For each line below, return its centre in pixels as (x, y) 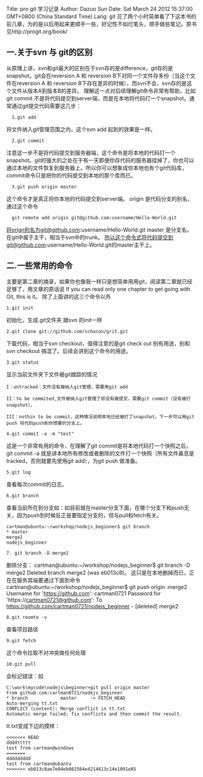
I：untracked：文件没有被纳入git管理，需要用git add (67, 387)
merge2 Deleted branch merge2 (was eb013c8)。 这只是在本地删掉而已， (98, 572)
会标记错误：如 (25, 676)
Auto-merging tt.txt (32, 703)
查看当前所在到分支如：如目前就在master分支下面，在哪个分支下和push (95, 508)
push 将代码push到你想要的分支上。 (46, 423)
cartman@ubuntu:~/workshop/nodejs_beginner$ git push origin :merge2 (97, 587)
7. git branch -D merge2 (37, 553)
